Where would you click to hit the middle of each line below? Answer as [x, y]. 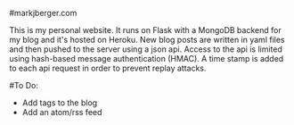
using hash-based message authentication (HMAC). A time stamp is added [147, 58]
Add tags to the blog [60, 103]
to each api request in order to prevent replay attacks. [108, 68]
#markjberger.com [43, 13]
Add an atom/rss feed [62, 112]
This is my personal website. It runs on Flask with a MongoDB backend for [146, 30]
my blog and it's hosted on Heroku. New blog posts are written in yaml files [147, 40]
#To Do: [24, 85]
